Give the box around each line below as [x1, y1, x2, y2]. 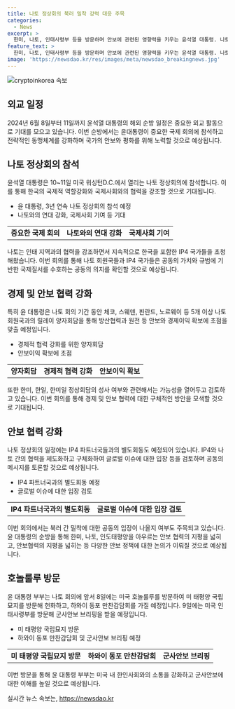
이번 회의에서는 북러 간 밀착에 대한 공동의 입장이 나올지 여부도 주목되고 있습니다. [7, 524, 226, 532]
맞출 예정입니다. [7, 325, 51, 334]
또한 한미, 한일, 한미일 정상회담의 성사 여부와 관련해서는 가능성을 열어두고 [7, 386, 207, 394]
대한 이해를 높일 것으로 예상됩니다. [7, 679, 101, 687]
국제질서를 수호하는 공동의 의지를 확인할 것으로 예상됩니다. [20, 265, 180, 274]
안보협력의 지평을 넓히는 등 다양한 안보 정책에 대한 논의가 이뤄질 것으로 [16, 541, 208, 549]
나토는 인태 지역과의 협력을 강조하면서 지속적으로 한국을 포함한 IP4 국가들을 [7, 248, 213, 256]
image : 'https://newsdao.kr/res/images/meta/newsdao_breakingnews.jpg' [7, 56, 220, 63]
